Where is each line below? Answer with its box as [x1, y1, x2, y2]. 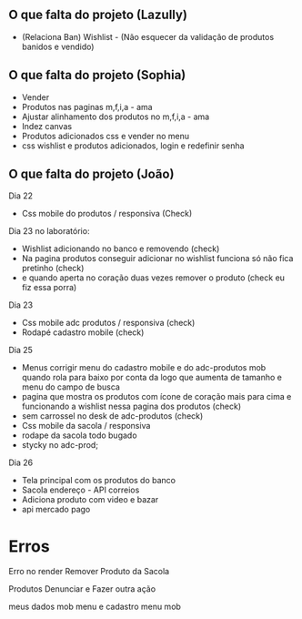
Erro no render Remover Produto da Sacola [8, 566, 170, 577]
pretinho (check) [21, 263, 85, 274]
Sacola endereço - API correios [21, 484, 140, 495]
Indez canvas [21, 120, 73, 131]
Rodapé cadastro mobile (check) [21, 327, 145, 338]
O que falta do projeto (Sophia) [8, 67, 186, 83]
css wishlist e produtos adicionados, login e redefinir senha [21, 140, 245, 151]
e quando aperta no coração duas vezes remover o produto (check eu [21, 272, 286, 283]
